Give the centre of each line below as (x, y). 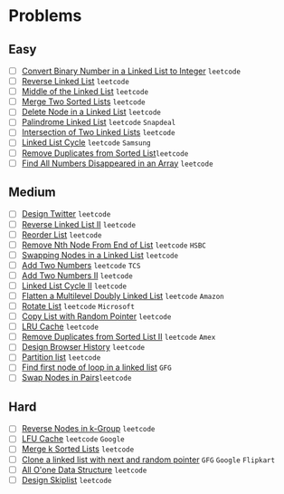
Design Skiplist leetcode (66, 479)
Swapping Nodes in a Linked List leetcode (99, 255)
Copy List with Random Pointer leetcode (96, 316)
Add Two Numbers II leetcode (77, 275)
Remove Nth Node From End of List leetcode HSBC (114, 245)
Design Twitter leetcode (66, 214)
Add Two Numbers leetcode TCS (81, 265)
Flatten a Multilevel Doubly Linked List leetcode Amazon (123, 295)
